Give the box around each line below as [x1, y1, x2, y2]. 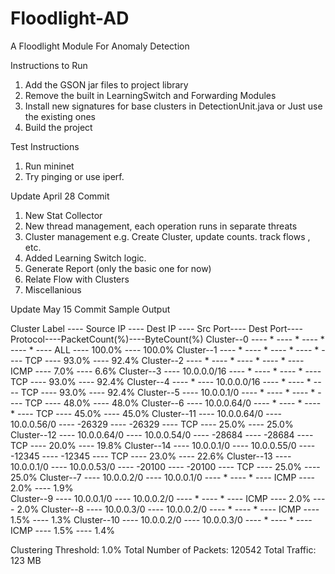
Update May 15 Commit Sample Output [10, 303, 171, 315]
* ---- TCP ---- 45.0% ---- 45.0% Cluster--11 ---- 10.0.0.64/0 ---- [10, 407, 283, 419]
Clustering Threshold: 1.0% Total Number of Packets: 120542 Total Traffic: [10, 543, 317, 556]
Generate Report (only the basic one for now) [24, 262, 212, 274]
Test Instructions [10, 140, 80, 152]
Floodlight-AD [10, 7, 130, 30]
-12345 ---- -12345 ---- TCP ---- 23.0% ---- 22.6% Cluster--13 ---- [10, 450, 292, 462]
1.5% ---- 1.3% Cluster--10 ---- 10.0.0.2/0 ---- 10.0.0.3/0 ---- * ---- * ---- [10, 513, 313, 526]
